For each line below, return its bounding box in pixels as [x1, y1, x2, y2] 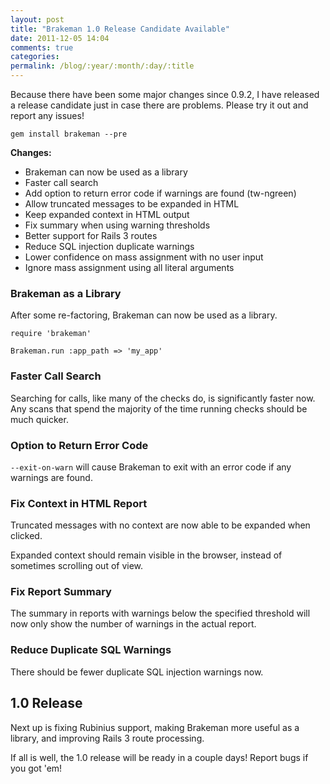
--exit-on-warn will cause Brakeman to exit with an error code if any [10, 461, 292, 473]
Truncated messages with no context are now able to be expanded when [10, 519, 311, 531]
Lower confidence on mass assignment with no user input [24, 251, 264, 263]
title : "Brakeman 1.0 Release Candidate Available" [10, 24, 230, 34]
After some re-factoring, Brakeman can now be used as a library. [10, 309, 278, 321]
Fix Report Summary [10, 585, 112, 599]
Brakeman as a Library [10, 286, 122, 300]
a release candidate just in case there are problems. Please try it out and [10, 99, 309, 111]
